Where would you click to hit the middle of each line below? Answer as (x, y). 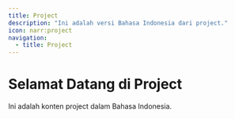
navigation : (28, 38)
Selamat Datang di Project (95, 84)
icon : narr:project (40, 30)
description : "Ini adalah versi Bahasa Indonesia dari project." (118, 23)
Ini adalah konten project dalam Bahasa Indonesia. (90, 106)
